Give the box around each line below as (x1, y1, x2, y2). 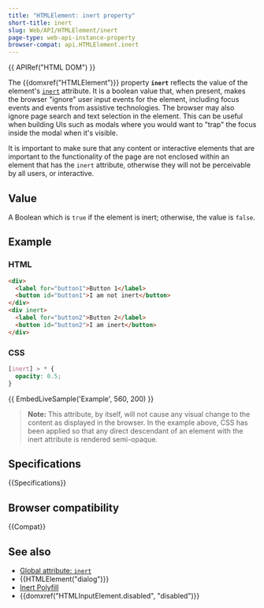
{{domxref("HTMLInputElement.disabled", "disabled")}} (19, 591, 200, 600)
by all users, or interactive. (8, 169, 95, 178)
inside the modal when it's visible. (8, 128, 118, 138)
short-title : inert (8, 19, 73, 27)
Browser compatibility (8, 501, 120, 514)
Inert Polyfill (19, 582, 59, 592)
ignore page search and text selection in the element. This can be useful (8, 111, 243, 121)
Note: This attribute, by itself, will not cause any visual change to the (27, 409, 251, 418)
